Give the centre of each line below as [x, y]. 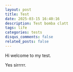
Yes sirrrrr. [16, 65]
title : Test [17, 14]
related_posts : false [27, 42]
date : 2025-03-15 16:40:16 [32, 19]
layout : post [18, 10]
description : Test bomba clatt [37, 23]
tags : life [16, 28]
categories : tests [24, 32]
